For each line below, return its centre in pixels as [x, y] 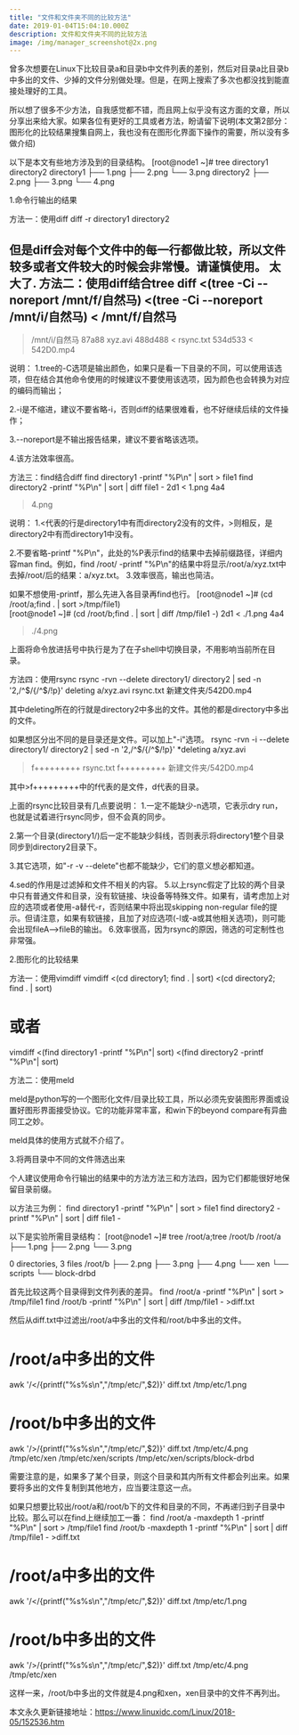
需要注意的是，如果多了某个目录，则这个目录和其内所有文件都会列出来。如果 [149, 1476]
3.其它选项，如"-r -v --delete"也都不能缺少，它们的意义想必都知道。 [134, 866]
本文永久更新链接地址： [52, 1712]
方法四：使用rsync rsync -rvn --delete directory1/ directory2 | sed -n [135, 680]
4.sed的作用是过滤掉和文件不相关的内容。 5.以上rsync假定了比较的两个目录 [147, 885]
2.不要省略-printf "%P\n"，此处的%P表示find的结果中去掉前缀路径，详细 [142, 553]
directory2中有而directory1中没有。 [73, 534]
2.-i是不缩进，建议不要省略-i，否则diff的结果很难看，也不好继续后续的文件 [145, 410]
